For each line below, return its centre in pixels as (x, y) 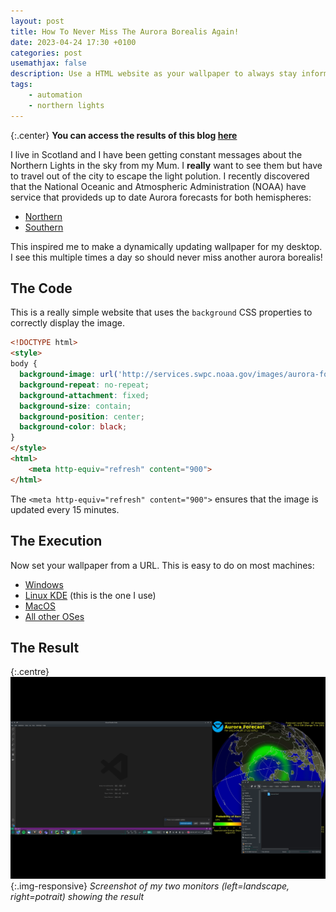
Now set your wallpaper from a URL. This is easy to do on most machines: (162, 565)
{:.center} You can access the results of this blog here (124, 135)
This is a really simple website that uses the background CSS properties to (161, 312)
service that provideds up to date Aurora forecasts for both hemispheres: (161, 197)
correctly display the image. (67, 323)
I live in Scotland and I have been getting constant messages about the (156, 154)
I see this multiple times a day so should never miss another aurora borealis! (166, 257)
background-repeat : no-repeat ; (84, 385)
